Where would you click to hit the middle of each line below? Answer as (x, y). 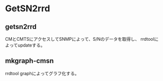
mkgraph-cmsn (30, 61)
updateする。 (31, 45)
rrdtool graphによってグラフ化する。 (42, 73)
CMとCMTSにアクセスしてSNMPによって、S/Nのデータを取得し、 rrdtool (80, 39)
